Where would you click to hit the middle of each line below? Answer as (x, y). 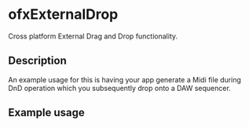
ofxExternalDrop (63, 15)
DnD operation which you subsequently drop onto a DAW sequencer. (120, 88)
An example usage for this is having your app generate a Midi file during (124, 79)
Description (37, 61)
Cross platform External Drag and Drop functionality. (93, 36)
